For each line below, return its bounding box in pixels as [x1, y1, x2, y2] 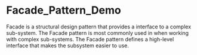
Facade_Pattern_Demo [6, 4, 121, 17]
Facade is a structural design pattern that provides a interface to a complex [6, 23, 192, 30]
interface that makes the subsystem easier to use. [6, 42, 130, 49]
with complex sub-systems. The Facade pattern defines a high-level [6, 35, 174, 43]
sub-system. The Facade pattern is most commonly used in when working [6, 29, 189, 36]
